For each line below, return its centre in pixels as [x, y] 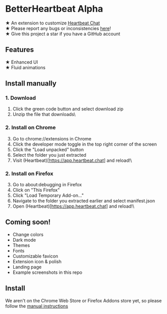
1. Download [21, 98]
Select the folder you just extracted [49, 155]
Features [20, 50]
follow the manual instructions [37, 306]
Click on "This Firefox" [36, 190]
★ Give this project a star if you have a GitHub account [63, 34]
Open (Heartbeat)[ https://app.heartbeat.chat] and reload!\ [73, 206]
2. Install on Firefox [29, 174]
